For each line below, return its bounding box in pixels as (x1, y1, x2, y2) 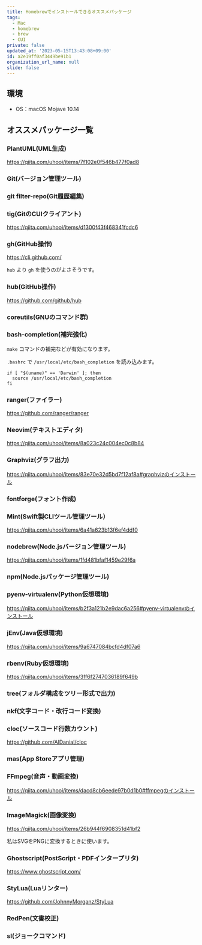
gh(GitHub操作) (7, 240, 53, 248)
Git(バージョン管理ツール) (7, 174, 82, 183)
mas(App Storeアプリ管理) (7, 755, 85, 763)
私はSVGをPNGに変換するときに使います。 (7, 837, 113, 845)
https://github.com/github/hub (7, 297, 82, 304)
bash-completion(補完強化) (7, 330, 88, 339)
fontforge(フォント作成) (7, 494, 77, 503)
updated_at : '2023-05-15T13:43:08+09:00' (7, 48, 112, 54)
